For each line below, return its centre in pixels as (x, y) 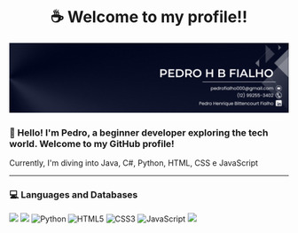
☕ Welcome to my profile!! (149, 17)
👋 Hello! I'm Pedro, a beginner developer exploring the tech (139, 132)
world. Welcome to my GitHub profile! (92, 144)
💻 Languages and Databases (74, 195)
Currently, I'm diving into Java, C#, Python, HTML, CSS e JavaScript (134, 163)
